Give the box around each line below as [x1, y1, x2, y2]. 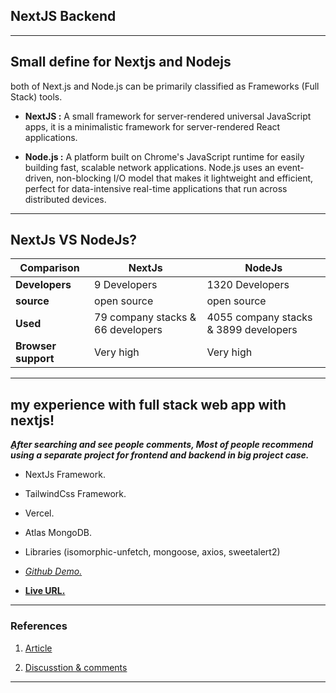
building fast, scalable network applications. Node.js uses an [24, 161, 276, 173]
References [10, 619, 68, 633]
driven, [24, 172, 55, 184]
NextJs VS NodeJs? [10, 232, 138, 249]
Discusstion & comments [24, 661, 128, 673]
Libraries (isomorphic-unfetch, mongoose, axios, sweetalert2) [24, 546, 281, 558]
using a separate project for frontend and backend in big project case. [10, 449, 310, 461]
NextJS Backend [10, 8, 117, 25]
